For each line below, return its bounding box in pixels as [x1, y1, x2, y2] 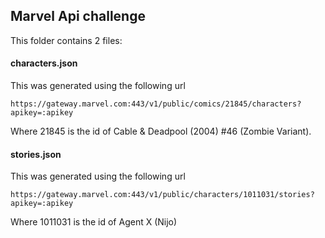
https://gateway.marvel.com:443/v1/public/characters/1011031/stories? [10, 190, 315, 200]
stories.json [10, 148, 62, 160]
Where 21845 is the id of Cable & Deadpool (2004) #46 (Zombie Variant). [10, 125, 312, 138]
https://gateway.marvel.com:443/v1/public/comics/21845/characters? [10, 99, 302, 109]
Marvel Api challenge [10, 8, 146, 25]
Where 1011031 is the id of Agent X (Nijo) [10, 216, 178, 228]
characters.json [10, 57, 78, 69]
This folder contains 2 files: [10, 34, 123, 46]
